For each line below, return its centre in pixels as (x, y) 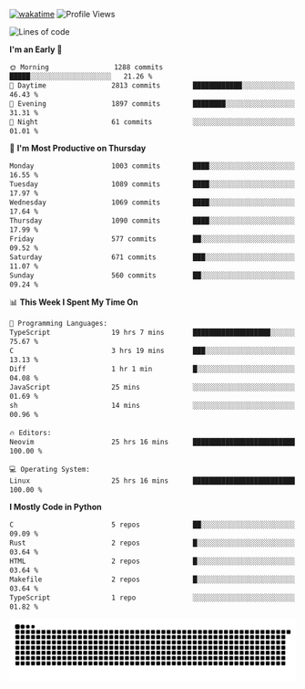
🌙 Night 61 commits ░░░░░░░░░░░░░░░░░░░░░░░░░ (152, 122)
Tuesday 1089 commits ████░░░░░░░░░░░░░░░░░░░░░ (152, 184)
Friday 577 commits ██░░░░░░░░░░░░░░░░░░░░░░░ (152, 239)
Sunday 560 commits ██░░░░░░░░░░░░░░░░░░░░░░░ (152, 276)
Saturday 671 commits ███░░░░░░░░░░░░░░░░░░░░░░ (152, 257)
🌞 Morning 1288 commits (86, 68)
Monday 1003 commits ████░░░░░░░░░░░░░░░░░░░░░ (152, 166)
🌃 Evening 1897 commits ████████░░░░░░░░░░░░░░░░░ (152, 104)
